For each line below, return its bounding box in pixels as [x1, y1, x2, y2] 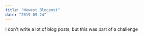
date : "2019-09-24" [5, 12, 47, 17]
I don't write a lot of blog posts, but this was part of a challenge [5, 26, 138, 32]
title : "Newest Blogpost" [5, 7, 60, 13]
